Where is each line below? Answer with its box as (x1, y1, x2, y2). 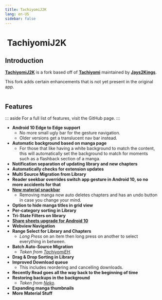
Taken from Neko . (19, 280, 56, 286)
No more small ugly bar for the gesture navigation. (19, 130, 121, 136)
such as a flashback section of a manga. (19, 156, 101, 162)
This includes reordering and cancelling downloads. (19, 264, 124, 270)
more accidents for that (12, 182, 61, 187)
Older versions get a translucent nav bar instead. (19, 135, 118, 141)
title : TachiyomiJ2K (5, 7, 47, 12)
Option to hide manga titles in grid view (12, 203, 93, 208)
